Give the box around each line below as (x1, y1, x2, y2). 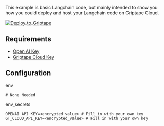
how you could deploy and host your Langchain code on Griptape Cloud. (5, 10, 159, 16)
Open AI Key (12, 48, 40, 55)
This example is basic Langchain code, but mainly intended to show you (5, 5, 158, 10)
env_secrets (5, 101, 31, 107)
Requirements (5, 34, 51, 43)
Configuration (5, 69, 51, 78)
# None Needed (5, 92, 36, 97)
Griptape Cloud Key (12, 53, 55, 60)
